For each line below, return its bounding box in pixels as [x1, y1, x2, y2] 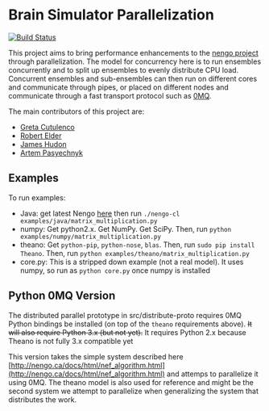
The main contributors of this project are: [8, 107, 145, 116]
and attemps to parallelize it [166, 369, 259, 379]
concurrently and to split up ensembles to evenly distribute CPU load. [8, 65, 239, 74]
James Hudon [19, 139, 67, 149]
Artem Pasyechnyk [19, 148, 83, 157]
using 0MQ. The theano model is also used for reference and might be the [8, 377, 254, 387]
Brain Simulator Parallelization [8, 6, 215, 24]
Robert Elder [19, 131, 62, 140]
